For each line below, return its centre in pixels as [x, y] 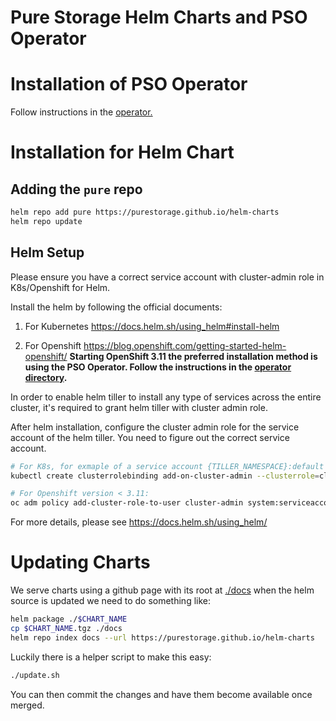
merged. [27, 705]
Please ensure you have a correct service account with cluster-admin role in [167, 277]
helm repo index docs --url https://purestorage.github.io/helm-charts [162, 637]
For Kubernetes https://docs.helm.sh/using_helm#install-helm [152, 326]
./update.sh [35, 675]
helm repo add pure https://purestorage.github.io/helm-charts [145, 212]
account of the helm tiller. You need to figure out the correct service [150, 437]
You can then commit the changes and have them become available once [161, 694]
